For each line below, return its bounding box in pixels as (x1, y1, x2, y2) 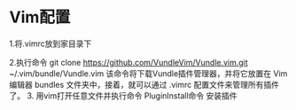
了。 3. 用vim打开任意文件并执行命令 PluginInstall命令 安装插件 (9, 90, 238, 101)
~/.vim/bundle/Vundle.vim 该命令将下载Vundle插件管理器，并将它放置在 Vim (9, 67, 288, 79)
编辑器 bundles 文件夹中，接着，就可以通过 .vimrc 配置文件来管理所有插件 (9, 79, 279, 90)
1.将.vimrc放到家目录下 (9, 38, 92, 49)
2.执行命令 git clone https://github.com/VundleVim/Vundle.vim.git (9, 57, 248, 67)
